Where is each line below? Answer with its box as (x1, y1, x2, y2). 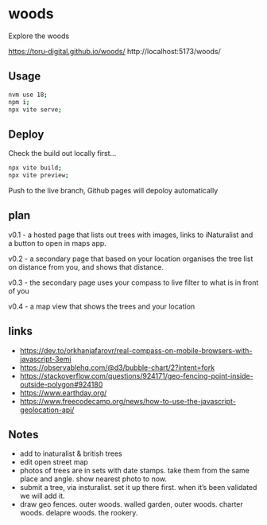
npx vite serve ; (8, 105, 62, 114)
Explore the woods (8, 31, 70, 41)
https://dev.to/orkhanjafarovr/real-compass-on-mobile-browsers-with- (19, 345, 253, 355)
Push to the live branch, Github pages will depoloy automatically (8, 185, 219, 195)
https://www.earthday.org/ (19, 387, 107, 398)
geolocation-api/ (19, 405, 75, 414)
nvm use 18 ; (8, 91, 48, 99)
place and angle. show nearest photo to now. (19, 474, 168, 484)
